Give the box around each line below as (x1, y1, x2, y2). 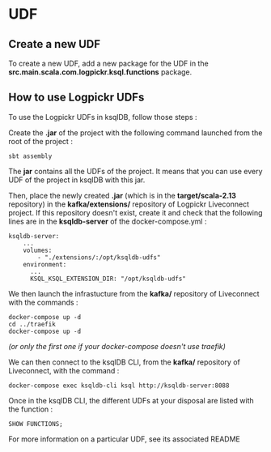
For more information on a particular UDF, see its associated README (8, 434, 240, 444)
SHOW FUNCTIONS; (8, 420, 63, 428)
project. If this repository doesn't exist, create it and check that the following (8, 207, 263, 217)
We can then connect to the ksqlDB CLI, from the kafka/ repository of (8, 357, 240, 367)
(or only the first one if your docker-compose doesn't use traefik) (8, 341, 227, 351)
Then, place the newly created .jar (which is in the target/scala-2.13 (8, 190, 237, 200)
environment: (23, 260, 67, 268)
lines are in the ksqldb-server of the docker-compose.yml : (8, 216, 207, 226)
